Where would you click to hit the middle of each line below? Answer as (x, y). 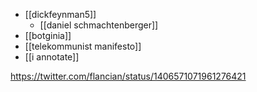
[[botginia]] (48, 35)
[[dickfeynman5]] (60, 14)
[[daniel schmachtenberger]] (99, 25)
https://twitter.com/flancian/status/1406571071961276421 (128, 76)
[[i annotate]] (52, 57)
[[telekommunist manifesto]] (83, 46)
